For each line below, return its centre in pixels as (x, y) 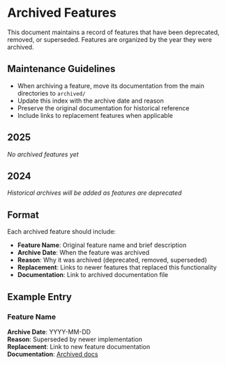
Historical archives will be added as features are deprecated (95, 193)
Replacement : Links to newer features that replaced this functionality (117, 267)
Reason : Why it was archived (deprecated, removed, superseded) (112, 260)
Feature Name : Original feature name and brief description (102, 245)
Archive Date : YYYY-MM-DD (49, 332)
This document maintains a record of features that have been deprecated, (113, 32)
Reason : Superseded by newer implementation (75, 339)
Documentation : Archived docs (53, 354)
